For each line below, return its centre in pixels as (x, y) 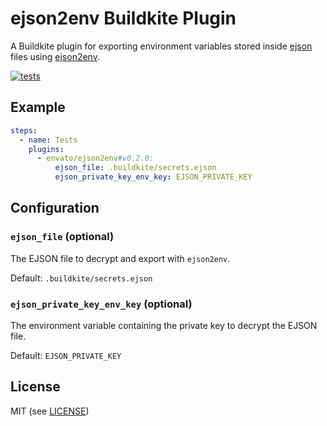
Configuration (55, 208)
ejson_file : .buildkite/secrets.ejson (135, 168)
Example (38, 107)
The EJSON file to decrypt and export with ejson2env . (120, 258)
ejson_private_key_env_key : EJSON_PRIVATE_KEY (153, 177)
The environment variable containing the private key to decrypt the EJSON (164, 325)
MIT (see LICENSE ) (50, 411)
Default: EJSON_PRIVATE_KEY (66, 355)
